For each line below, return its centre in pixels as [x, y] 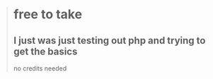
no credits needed [40, 68]
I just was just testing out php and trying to [109, 41]
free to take [48, 14]
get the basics [45, 51]
